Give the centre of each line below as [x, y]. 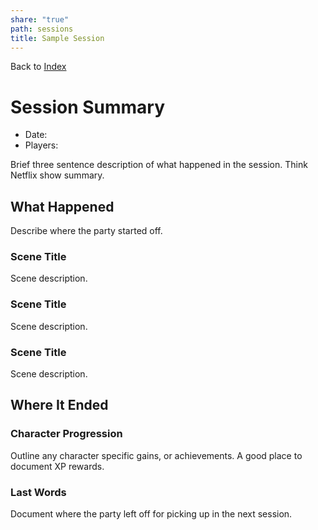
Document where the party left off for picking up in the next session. [151, 514]
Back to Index [38, 67]
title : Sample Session [57, 38]
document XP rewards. [57, 466]
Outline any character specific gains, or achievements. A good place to [156, 455]
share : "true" [40, 19]
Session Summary [88, 107]
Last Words [38, 492]
